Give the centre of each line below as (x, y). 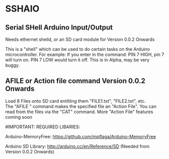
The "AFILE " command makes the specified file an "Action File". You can (81, 106)
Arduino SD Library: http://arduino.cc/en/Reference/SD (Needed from (77, 146)
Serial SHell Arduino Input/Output (59, 27)
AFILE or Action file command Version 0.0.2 (75, 81)
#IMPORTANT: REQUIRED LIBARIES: (43, 127)
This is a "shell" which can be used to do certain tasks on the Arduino (78, 49)
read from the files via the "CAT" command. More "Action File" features (79, 112)
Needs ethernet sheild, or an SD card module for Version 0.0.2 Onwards (80, 39)
